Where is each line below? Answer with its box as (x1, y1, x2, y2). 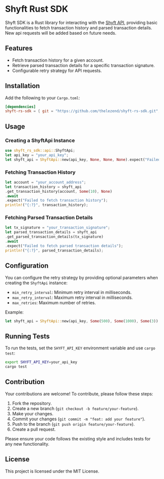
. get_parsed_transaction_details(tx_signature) (5, 234, 104, 239)
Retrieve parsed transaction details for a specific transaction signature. (12, 62, 155, 68)
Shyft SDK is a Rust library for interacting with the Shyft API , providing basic (5, 20, 158, 25)
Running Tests (5, 332, 50, 341)
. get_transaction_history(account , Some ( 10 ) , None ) (5, 189, 112, 194)
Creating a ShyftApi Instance (5, 137, 75, 144)
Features (5, 44, 33, 52)
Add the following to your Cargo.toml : (5, 94, 81, 101)
